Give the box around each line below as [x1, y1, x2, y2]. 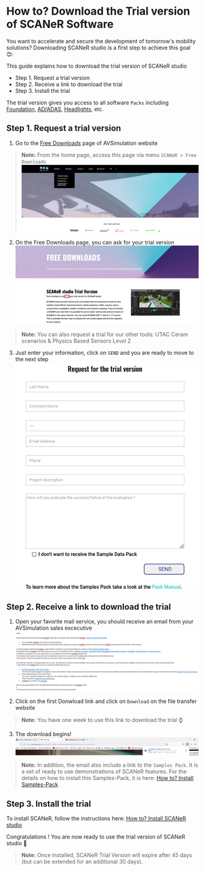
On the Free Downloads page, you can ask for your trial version [15, 239, 174, 246]
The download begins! [15, 731, 72, 738]
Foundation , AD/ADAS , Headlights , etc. [6, 105, 104, 112]
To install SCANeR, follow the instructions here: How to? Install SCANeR [6, 815, 186, 822]
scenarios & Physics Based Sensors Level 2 [21, 337, 131, 344]
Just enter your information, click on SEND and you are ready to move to [15, 349, 194, 356]
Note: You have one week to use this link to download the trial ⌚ [21, 716, 183, 724]
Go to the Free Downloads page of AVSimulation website [15, 139, 158, 147]
